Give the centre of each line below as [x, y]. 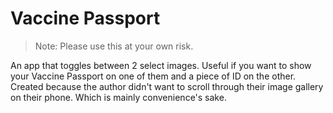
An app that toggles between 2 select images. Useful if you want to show [161, 65]
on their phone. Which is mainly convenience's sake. [118, 97]
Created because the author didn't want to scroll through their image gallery [167, 86]
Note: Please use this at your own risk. [114, 46]
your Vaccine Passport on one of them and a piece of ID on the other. [153, 76]
